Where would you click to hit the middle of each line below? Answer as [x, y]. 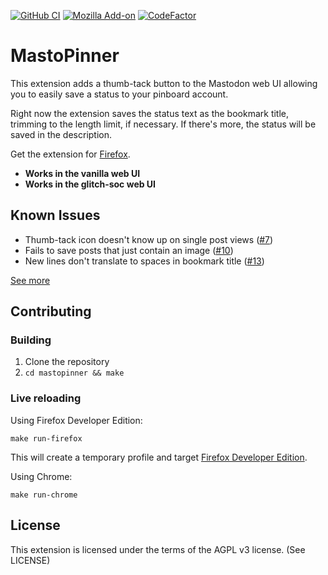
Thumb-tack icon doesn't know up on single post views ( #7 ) [149, 239]
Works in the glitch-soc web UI [90, 184]
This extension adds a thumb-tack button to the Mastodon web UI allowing [164, 83]
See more [30, 280]
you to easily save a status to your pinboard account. [119, 94]
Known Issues [55, 215]
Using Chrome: [41, 476]
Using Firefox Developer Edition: [76, 420]
